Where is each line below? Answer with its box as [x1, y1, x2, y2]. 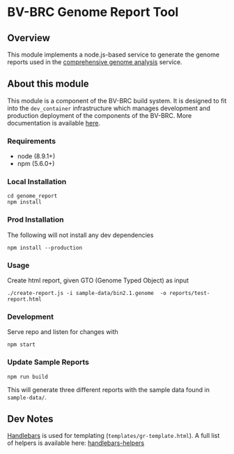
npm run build [7, 373, 49, 380]
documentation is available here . [7, 119, 101, 127]
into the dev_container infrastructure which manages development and [7, 104, 211, 112]
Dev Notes [7, 413, 54, 425]
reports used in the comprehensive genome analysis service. [7, 58, 182, 66]
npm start [7, 341, 36, 349]
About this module [7, 78, 89, 90]
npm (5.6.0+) [17, 160, 55, 168]
